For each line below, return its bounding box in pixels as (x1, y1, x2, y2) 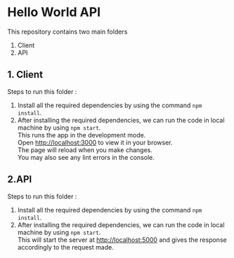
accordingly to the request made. (17, 243, 114, 251)
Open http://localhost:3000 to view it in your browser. (17, 138, 174, 147)
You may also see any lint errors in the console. (17, 153, 155, 161)
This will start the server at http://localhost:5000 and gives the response (17, 236, 227, 244)
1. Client (7, 69, 44, 81)
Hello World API (7, 4, 101, 20)
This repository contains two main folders (7, 27, 128, 36)
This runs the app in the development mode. (17, 130, 146, 139)
